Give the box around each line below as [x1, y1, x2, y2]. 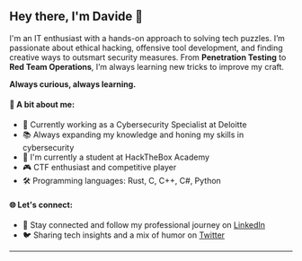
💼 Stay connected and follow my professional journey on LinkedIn [22, 220, 266, 231]
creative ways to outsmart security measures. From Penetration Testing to [9, 51, 287, 63]
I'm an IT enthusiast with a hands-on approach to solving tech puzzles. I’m [9, 32, 286, 43]
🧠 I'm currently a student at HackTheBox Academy [22, 152, 209, 162]
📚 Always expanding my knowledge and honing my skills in [22, 129, 244, 140]
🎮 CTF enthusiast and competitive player [22, 162, 177, 173]
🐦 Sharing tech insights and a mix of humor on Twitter [22, 230, 226, 240]
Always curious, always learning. [9, 78, 137, 90]
